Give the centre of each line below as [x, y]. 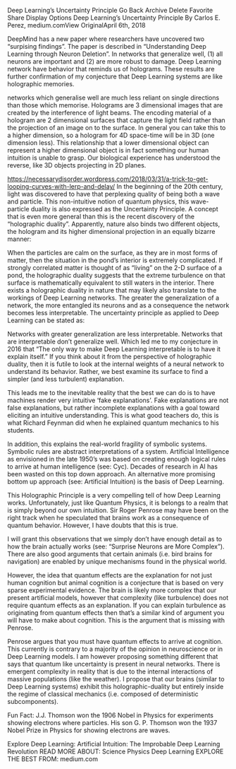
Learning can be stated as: [46, 320]
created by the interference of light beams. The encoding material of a [109, 113]
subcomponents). [33, 702]
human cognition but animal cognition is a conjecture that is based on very [116, 583]
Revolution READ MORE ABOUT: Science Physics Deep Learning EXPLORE [116, 751]
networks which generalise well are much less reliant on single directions [113, 98]
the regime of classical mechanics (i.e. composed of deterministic [103, 694]
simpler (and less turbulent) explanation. [66, 379]
